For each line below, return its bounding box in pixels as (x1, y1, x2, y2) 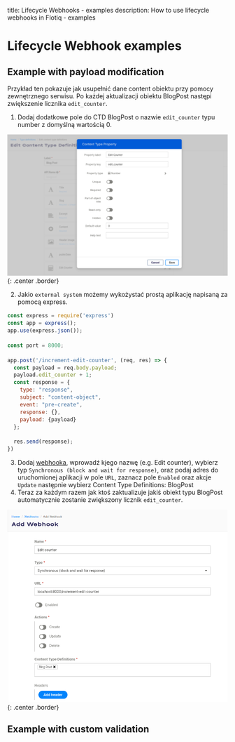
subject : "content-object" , (20, 394, 101, 401)
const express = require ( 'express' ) (7, 312, 114, 319)
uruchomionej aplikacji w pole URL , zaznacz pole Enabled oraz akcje (17, 473, 212, 482)
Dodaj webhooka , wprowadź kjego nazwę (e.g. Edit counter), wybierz (17, 458, 218, 466)
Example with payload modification (7, 66, 164, 78)
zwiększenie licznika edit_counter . (7, 100, 108, 107)
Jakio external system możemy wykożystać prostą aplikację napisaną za (17, 291, 228, 299)
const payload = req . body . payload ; (13, 364, 117, 371)
